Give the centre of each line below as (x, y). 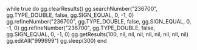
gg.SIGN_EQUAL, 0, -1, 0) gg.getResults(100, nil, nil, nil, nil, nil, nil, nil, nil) (98, 34)
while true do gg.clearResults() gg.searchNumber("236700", (82, 9)
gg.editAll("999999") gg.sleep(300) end (57, 41)
